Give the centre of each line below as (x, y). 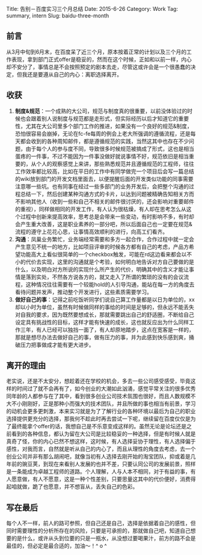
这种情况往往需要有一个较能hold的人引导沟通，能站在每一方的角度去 (110, 284)
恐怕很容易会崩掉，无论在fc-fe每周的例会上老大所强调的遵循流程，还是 (103, 133)
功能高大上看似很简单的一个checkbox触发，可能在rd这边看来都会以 (103, 254)
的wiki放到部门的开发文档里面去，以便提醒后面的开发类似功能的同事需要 (104, 179)
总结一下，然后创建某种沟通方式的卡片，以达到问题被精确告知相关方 (105, 194)
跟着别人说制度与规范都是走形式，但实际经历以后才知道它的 (105, 118)
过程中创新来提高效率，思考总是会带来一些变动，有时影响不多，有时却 (107, 217)
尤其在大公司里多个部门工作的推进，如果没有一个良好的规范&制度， (109, 126)
